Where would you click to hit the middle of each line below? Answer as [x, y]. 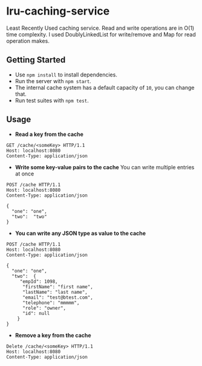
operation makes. [28, 41]
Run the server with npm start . [53, 81]
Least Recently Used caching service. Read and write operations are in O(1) [100, 28]
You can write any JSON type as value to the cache [80, 233]
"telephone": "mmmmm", [51, 303]
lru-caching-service [58, 11]
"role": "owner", [44, 308]
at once [24, 174]
